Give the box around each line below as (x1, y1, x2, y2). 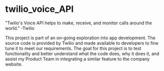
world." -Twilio (5, 25, 35, 31)
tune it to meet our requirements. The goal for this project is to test (5, 45, 142, 51)
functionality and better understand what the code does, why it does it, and (5, 51, 160, 57)
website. (5, 61, 23, 67)
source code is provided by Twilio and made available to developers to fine (5, 40, 159, 46)
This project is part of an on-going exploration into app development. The (5, 35, 156, 41)
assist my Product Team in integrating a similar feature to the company (5, 56, 150, 62)
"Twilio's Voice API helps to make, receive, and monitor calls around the (5, 20, 153, 26)
